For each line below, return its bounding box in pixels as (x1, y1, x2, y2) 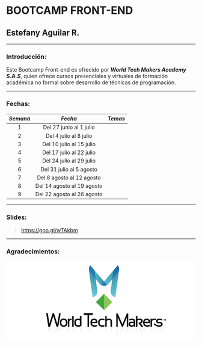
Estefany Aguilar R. (6, 28, 80, 38)
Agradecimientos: (6, 247, 60, 256)
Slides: (6, 213, 27, 221)
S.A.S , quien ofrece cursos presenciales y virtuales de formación (6, 73, 168, 80)
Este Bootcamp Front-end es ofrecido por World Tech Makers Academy (6, 66, 186, 73)
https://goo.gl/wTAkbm (20, 227, 78, 234)
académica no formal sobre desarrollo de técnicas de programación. (6, 79, 176, 86)
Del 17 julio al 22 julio (41, 149, 96, 156)
